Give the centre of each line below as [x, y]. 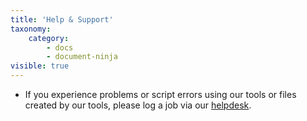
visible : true [40, 66]
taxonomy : [31, 29]
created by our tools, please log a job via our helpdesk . [138, 105]
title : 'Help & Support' [62, 19]
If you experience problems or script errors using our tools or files [160, 94]
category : [49, 38]
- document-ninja [82, 57]
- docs [60, 47]
